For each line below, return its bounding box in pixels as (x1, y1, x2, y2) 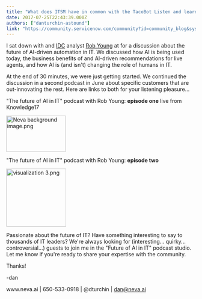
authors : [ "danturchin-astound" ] (6, 20, 90, 26)
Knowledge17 (6, 103, 40, 111)
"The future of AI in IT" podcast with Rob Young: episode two (6, 156, 159, 164)
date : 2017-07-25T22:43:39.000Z (6, 14, 87, 20)
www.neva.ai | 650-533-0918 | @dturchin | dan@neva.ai (6, 285, 146, 292)
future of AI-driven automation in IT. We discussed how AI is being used (6, 49, 185, 56)
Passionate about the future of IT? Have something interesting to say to (6, 231, 183, 238)
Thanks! (6, 262, 26, 270)
